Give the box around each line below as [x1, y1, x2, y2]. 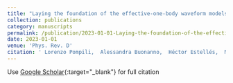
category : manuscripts [7, 23, 73, 30]
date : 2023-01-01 [7, 36, 58, 43]
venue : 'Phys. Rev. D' [7, 42, 73, 49]
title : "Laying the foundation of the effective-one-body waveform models [7, 10, 228, 17]
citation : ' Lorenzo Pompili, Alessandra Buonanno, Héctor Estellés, [7, 49, 218, 56]
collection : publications [7, 17, 82, 24]
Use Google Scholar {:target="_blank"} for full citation [7, 67, 159, 76]
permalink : [7, 29, 39, 37]
